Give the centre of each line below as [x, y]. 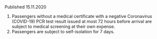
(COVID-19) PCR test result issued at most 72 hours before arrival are [82, 21]
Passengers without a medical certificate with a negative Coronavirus [82, 16]
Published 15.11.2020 [26, 7]
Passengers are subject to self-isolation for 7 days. [63, 32]
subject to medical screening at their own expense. [63, 26]
